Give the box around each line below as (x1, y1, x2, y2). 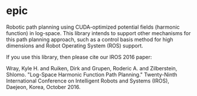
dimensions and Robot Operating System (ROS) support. (6, 42, 143, 49)
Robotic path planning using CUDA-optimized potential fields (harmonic (6, 23, 180, 30)
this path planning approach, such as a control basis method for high (6, 36, 173, 43)
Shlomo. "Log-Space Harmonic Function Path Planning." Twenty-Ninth (6, 71, 178, 78)
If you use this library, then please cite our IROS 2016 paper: (6, 53, 152, 60)
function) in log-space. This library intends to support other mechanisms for (6, 29, 191, 36)
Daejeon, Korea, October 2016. (6, 83, 81, 90)
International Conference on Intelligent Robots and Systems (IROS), (6, 77, 170, 84)
